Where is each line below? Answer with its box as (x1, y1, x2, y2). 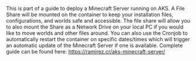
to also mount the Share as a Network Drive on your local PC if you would (6, 23, 184, 30)
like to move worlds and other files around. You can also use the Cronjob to (6, 30, 188, 37)
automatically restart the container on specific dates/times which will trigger (6, 36, 190, 42)
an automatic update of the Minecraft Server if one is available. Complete (6, 42, 183, 49)
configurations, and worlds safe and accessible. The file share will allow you (6, 17, 191, 24)
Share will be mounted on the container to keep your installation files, (6, 11, 174, 18)
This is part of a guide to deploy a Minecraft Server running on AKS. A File (6, 5, 185, 12)
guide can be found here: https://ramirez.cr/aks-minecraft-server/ (6, 48, 165, 55)
